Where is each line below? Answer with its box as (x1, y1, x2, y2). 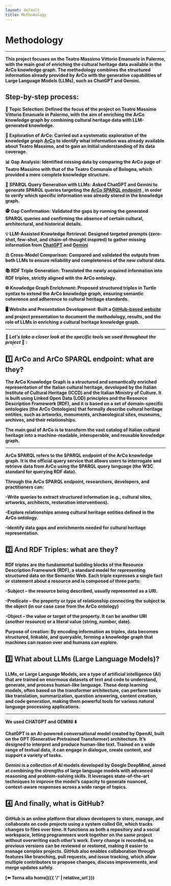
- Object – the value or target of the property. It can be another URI (5, 613, 147, 619)
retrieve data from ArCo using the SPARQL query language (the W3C (5, 463, 154, 470)
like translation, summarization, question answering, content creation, (5, 693, 158, 699)
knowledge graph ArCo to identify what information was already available (5, 138, 164, 144)
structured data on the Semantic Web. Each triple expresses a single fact (5, 572, 163, 579)
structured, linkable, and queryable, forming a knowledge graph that (5, 634, 153, 640)
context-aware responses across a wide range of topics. (5, 784, 127, 790)
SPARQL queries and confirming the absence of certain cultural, (5, 215, 144, 221)
